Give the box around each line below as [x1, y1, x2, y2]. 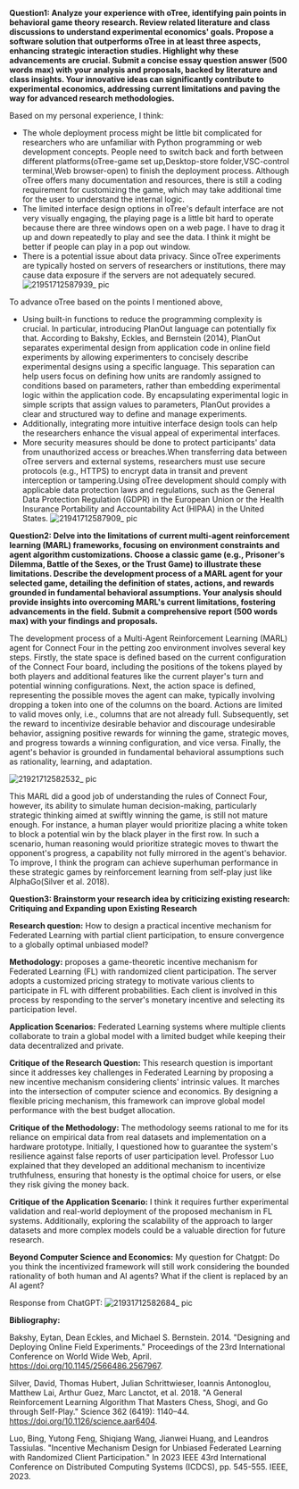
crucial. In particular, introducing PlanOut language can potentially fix [21, 323, 277, 334]
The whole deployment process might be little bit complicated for [21, 128, 262, 137]
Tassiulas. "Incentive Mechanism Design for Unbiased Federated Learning [9, 1443, 282, 1453]
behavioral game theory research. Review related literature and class [9, 17, 270, 28]
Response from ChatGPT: [9, 1298, 103, 1308]
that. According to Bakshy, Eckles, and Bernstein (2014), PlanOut [21, 333, 261, 343]
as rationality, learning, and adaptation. [9, 756, 153, 767]
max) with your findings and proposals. [9, 616, 158, 626]
